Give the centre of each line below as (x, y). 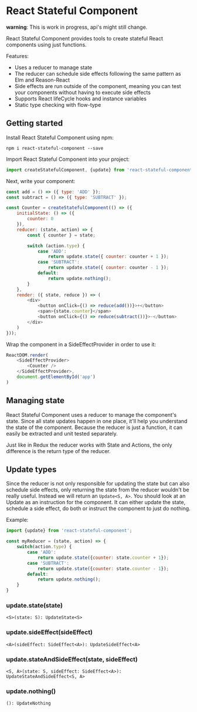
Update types (31, 469)
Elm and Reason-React (42, 80)
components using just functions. (46, 45)
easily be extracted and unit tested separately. (62, 433)
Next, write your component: (41, 181)
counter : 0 (40, 219)
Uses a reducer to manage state (53, 67)
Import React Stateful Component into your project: (68, 159)
